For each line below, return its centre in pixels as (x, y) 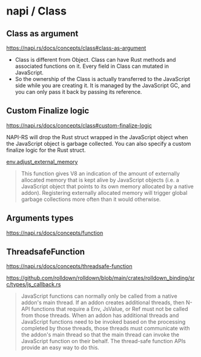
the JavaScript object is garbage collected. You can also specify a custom (99, 143)
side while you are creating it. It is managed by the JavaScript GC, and (103, 85)
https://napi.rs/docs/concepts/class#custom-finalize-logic (79, 125)
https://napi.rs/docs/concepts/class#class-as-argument (76, 48)
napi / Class (36, 11)
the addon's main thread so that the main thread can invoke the (100, 335)
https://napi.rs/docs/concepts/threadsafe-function (69, 266)
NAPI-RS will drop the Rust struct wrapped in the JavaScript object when (97, 137)
